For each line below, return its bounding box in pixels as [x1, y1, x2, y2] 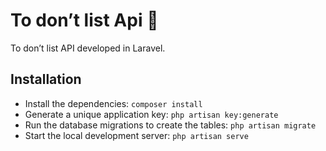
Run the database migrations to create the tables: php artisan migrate [24, 119, 317, 131]
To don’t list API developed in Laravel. [10, 42, 166, 54]
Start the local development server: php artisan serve [24, 129, 249, 141]
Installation [10, 71, 82, 88]
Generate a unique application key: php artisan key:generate [24, 108, 279, 120]
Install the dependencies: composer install [24, 97, 203, 109]
